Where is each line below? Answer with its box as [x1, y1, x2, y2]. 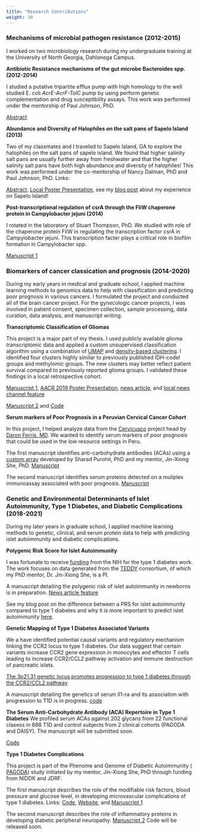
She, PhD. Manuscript [6, 462, 59, 470]
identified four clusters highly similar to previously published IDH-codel [6, 354, 180, 361]
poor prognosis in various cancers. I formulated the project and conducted [6, 293, 189, 300]
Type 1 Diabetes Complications [6, 751, 84, 758]
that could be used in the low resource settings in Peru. [6, 438, 141, 445]
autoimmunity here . [6, 613, 54, 620]
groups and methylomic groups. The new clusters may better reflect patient [6, 360, 191, 367]
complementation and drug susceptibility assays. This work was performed [6, 96, 191, 103]
